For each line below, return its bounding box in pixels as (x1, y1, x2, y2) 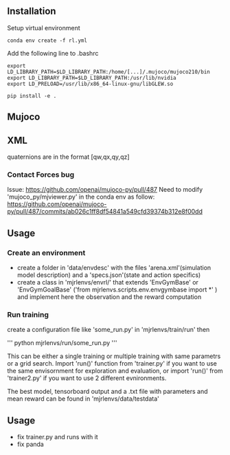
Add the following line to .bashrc (7, 49, 99, 57)
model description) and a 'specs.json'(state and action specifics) (16, 271, 201, 279)
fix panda (16, 440, 45, 449)
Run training (7, 309, 49, 319)
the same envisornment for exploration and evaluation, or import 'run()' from (7, 367, 223, 375)
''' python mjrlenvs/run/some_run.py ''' (7, 339, 117, 347)
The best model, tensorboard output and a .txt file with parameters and (7, 388, 208, 396)
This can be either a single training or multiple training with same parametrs (7, 352, 221, 360)
